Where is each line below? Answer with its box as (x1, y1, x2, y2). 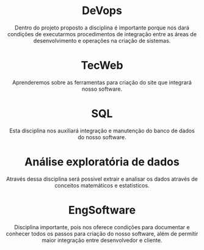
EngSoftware (68, 203, 136, 217)
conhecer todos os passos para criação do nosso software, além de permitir (5, 230, 199, 237)
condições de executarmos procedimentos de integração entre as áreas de (7, 30, 197, 37)
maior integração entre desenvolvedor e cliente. (42, 237, 162, 244)
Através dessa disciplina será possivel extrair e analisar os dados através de (6, 175, 198, 183)
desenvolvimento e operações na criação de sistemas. (33, 37, 171, 44)
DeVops (81, 4, 123, 18)
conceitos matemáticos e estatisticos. (54, 181, 150, 189)
